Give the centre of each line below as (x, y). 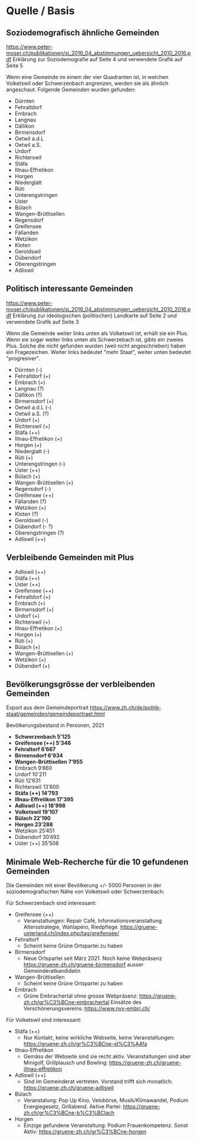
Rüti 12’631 (28, 781)
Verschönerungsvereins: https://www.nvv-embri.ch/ (87, 1009)
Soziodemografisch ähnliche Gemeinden (83, 33)
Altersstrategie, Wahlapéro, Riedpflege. (71, 927)
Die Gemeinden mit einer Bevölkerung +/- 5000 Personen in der (84, 886)
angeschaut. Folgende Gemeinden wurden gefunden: (71, 89)
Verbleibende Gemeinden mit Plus (70, 558)
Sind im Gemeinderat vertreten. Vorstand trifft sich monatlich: (98, 1081)
